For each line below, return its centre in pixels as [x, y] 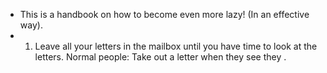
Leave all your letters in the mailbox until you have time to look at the [176, 46]
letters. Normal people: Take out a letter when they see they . [160, 57]
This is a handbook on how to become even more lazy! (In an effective [164, 14]
